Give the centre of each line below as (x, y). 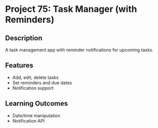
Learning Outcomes (37, 103)
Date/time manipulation (36, 116)
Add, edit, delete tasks (35, 77)
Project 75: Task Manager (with (71, 9)
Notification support (33, 88)
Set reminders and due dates (42, 82)
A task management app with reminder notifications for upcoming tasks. (79, 50)
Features (19, 65)
